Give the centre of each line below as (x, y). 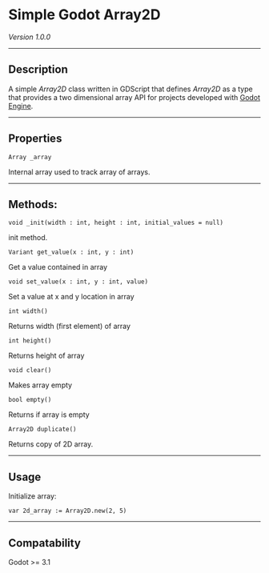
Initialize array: (32, 496)
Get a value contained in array (58, 267)
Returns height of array (46, 356)
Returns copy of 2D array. (51, 444)
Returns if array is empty (49, 415)
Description (38, 70)
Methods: (33, 204)
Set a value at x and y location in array (71, 297)
